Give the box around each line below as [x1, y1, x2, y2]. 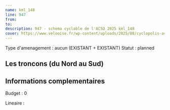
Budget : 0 [5, 90, 27, 96]
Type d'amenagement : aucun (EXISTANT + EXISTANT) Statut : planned [5, 45, 155, 51]
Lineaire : [5, 100, 25, 106]
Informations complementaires [5, 77, 105, 85]
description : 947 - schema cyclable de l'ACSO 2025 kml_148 [5, 26, 135, 31]
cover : [5, 31, 19, 36]
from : [5, 17, 17, 22]
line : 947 [5, 12, 26, 17]
